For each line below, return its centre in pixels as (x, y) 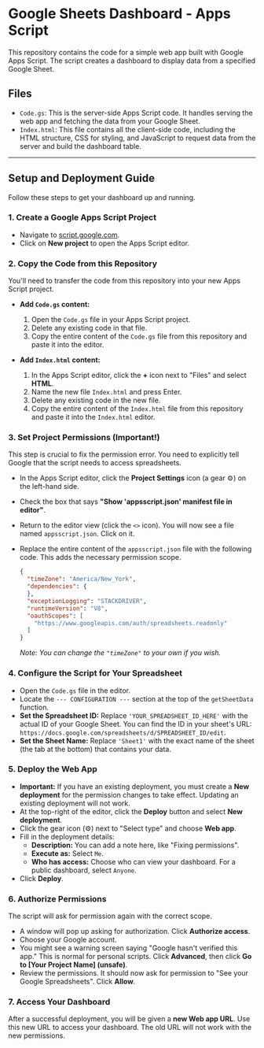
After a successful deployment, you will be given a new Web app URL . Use (129, 1019)
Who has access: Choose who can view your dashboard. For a (133, 861)
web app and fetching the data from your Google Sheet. (110, 121)
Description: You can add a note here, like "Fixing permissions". (135, 845)
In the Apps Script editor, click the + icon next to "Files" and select (139, 376)
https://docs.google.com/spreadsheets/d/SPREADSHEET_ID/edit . (123, 732)
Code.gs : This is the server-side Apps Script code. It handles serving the (136, 113)
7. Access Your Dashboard (59, 1002)
